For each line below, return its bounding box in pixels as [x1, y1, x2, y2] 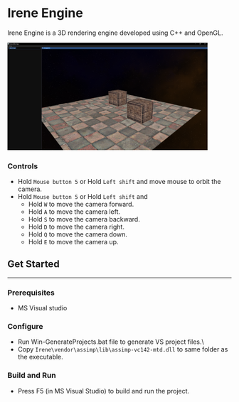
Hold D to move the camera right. [28, 222, 124, 231]
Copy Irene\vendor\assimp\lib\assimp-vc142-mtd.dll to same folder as [17, 345, 228, 354]
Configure [7, 321, 43, 331]
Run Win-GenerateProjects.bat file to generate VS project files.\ [17, 337, 204, 346]
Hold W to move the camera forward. [28, 200, 134, 208]
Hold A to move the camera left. [28, 207, 121, 216]
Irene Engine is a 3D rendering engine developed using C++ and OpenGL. [7, 28, 223, 37]
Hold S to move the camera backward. [28, 214, 140, 223]
